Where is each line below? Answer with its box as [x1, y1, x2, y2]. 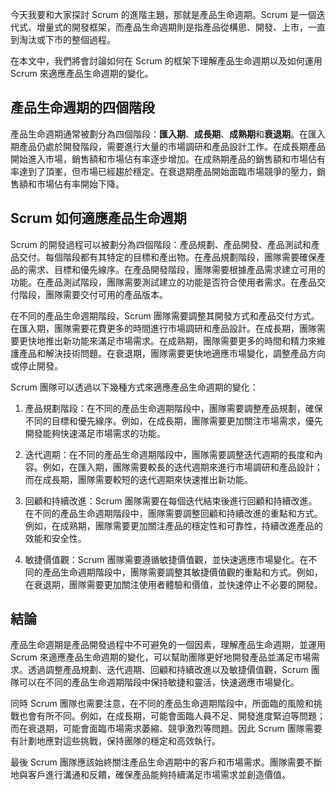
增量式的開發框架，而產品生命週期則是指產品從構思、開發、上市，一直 [36, 21, 326, 33]
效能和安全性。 [24, 532, 87, 544]
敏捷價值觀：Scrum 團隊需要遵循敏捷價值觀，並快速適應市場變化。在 [24, 553, 309, 565]
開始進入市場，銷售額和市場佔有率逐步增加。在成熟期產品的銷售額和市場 [10, 153, 308, 165]
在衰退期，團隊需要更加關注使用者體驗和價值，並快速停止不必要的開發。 [24, 578, 323, 590]
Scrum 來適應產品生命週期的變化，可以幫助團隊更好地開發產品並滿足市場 [10, 651, 312, 663]
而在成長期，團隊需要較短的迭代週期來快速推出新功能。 [24, 473, 253, 485]
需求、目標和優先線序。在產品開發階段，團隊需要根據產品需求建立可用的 [27, 263, 326, 275]
